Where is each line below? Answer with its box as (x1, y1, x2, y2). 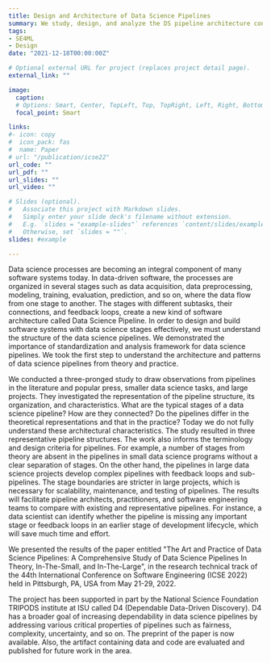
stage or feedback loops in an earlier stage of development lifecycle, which (8, 520, 259, 530)
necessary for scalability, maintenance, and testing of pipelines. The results (8, 486, 260, 496)
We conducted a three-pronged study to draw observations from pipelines (8, 375, 256, 384)
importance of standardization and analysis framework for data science (8, 342, 246, 351)
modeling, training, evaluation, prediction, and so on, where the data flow (8, 290, 252, 300)
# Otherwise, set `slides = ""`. (8, 228, 128, 236)
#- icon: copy (8, 131, 56, 139)
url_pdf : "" (8, 168, 48, 176)
